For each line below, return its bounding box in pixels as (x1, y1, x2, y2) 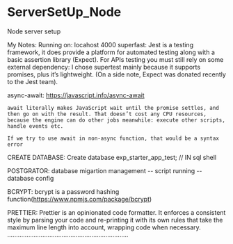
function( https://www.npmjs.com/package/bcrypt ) (7, 195, 152, 203)
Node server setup (7, 27, 61, 35)
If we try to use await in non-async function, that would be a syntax (7, 135, 219, 142)
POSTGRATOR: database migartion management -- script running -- (7, 166, 203, 174)
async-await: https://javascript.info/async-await (7, 91, 145, 99)
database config (7, 174, 54, 182)
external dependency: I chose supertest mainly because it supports (7, 63, 200, 71)
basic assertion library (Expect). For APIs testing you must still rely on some (7, 55, 224, 63)
